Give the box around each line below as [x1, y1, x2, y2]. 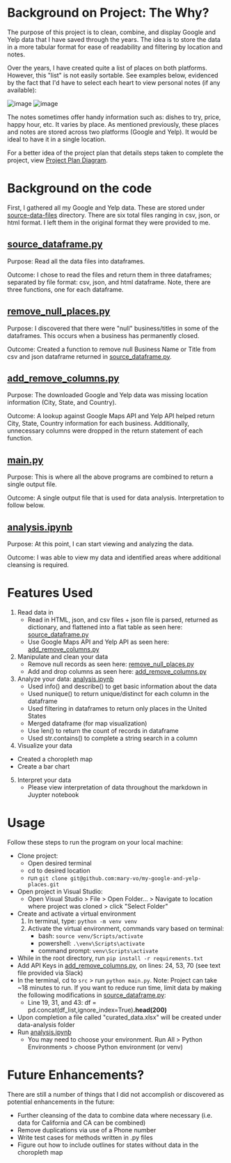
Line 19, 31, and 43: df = [27, 998, 97, 1006]
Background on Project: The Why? [7, 5, 209, 21]
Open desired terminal [27, 858, 92, 867]
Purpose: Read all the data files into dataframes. [7, 256, 145, 265]
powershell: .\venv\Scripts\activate [38, 939, 145, 947]
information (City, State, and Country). [7, 399, 117, 407]
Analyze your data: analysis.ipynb [17, 675, 114, 683]
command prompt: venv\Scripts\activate [38, 946, 159, 955]
